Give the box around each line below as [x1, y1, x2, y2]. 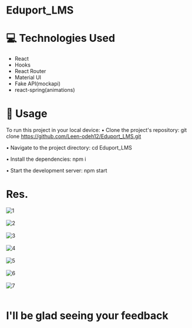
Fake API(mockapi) [14, 80, 60, 87]
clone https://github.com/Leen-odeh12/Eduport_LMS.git [6, 133, 142, 140]
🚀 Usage [6, 107, 48, 121]
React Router [14, 68, 46, 75]
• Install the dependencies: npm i [6, 155, 86, 163]
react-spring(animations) [14, 87, 75, 94]
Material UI [14, 74, 42, 81]
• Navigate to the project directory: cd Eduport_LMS [6, 144, 132, 151]
